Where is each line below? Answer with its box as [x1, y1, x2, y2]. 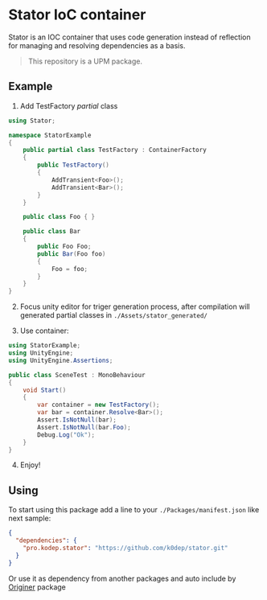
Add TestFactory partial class [19, 101, 118, 110]
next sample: [8, 513, 51, 524]
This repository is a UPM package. [27, 56, 143, 66]
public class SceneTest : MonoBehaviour [8, 371, 146, 379]
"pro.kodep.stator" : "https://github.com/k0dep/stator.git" [23, 544, 228, 552]
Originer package [8, 582, 66, 592]
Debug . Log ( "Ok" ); [37, 430, 95, 439]
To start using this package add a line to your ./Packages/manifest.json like [8, 505, 260, 515]
